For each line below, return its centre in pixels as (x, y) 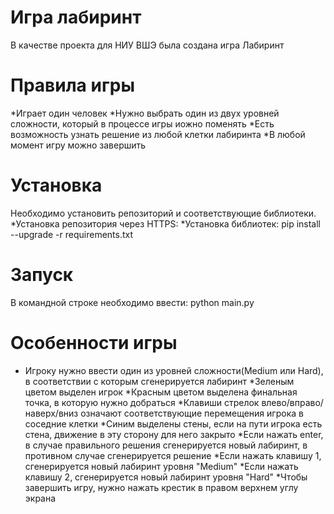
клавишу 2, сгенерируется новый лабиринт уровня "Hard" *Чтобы (166, 477)
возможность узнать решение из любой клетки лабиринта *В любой (158, 134)
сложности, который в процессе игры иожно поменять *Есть (142, 123)
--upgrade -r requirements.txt (72, 234)
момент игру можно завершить (78, 145)
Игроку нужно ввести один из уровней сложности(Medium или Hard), (174, 370)
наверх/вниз (51, 413)
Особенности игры (94, 342)
